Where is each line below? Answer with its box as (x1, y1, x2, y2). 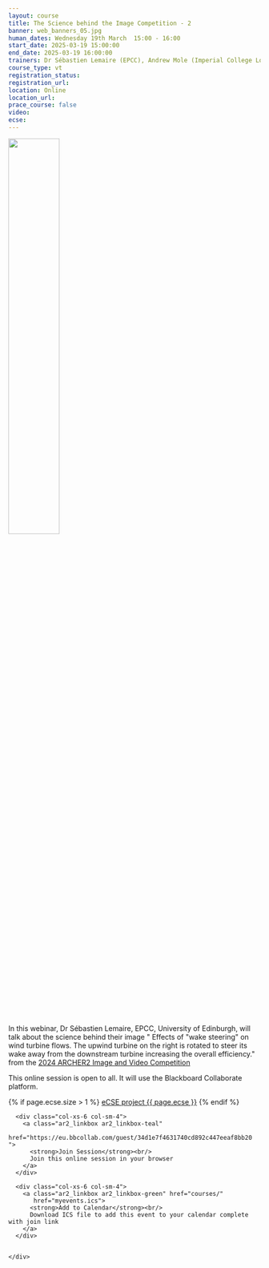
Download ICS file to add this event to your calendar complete (29, 1210, 249, 1218)
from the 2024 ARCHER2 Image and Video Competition (8, 1057, 191, 1067)
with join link (8, 1218, 59, 1226)
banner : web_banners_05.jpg (8, 26, 102, 34)
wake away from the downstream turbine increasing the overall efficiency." (8, 1049, 255, 1058)
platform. (8, 1081, 38, 1091)
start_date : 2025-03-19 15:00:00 (8, 42, 120, 50)
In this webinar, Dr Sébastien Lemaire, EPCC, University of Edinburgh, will (8, 1023, 251, 1033)
